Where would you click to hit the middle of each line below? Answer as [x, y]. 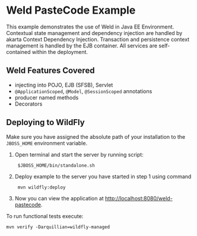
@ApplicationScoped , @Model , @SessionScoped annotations [83, 91]
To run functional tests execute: [45, 216]
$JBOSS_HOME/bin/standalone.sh [56, 165]
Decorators [28, 104]
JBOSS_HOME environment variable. [47, 143]
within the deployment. [60, 52]
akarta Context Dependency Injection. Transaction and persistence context [98, 39]
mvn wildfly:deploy [42, 187]
